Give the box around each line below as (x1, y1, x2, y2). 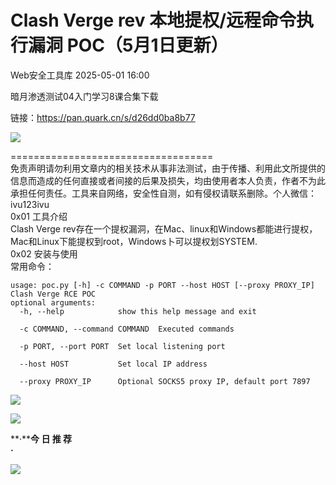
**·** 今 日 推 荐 (10, 432, 73, 445)
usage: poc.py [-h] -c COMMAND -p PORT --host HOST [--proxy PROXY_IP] (10, 280, 315, 290)
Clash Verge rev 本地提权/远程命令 (10, 9, 297, 32)
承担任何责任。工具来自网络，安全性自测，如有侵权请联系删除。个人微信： (10, 187, 317, 199)
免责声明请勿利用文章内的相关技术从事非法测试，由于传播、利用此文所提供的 (10, 162, 326, 174)
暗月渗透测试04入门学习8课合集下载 (10, 90, 159, 102)
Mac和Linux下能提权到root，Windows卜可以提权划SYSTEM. (10, 235, 258, 247)
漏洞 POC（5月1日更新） (28, 34, 229, 57)
